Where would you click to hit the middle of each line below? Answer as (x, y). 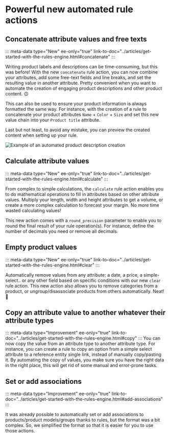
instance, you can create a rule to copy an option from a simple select (79, 349)
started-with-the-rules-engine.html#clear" (50, 265)
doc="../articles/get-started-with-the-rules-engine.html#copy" (71, 338)
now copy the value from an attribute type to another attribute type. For (80, 344)
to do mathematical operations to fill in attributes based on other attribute (82, 194)
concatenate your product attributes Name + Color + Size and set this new (82, 114)
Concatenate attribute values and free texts (76, 39)
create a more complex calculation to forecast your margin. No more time (82, 205)
